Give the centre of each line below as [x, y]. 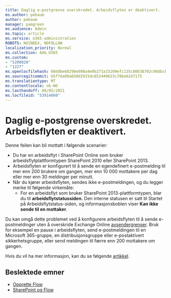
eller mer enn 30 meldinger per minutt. [53, 177]
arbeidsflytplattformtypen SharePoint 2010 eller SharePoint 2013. [81, 160]
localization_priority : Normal [38, 48]
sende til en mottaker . [44, 209]
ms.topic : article [25, 34]
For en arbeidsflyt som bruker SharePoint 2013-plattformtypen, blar [91, 193]
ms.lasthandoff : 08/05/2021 [35, 90]
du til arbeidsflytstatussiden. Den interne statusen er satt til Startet [91, 199]
